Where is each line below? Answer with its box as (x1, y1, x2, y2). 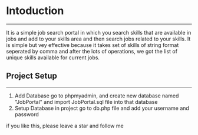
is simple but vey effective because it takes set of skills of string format (6, 41, 179, 48)
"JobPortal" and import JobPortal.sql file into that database (14, 98, 158, 105)
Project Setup (6, 71, 58, 81)
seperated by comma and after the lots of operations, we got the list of (6, 48, 178, 55)
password (14, 110, 39, 118)
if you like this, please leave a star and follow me (6, 122, 124, 129)
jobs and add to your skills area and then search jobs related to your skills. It (6, 35, 191, 42)
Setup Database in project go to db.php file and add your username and (14, 104, 190, 112)
